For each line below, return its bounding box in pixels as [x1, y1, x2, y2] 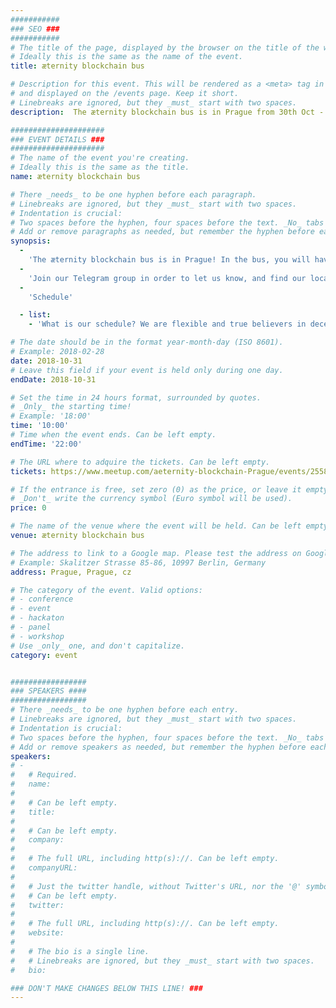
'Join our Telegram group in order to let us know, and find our [28, 273, 307, 283]
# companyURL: [10, 863, 78, 873]
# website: [10, 928, 65, 938]
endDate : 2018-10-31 [10, 374, 97, 385]
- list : [19, 310, 52, 320]
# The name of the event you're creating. [10, 153, 190, 163]
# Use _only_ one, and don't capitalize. [10, 641, 186, 651]
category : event [10, 650, 78, 660]
